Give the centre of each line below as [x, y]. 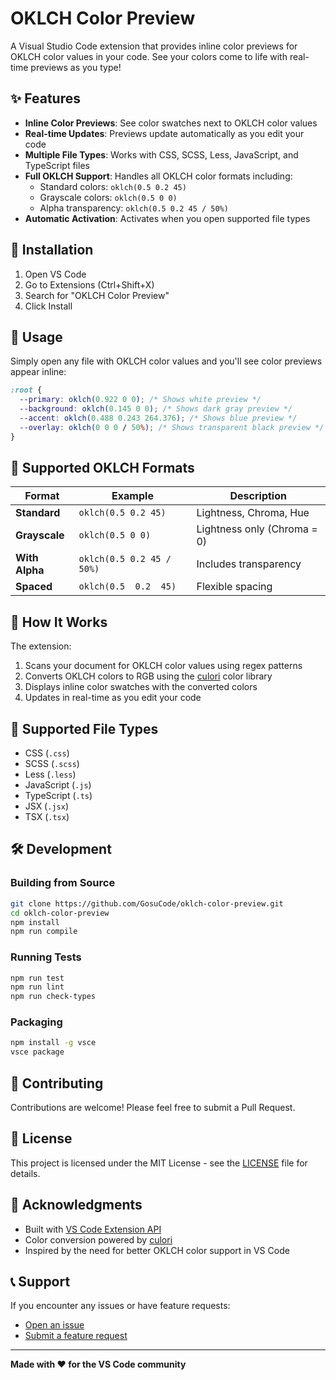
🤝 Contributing [57, 1083]
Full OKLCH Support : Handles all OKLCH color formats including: [158, 176]
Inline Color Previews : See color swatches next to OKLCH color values [171, 123]
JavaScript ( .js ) [58, 785]
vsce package [37, 1052]
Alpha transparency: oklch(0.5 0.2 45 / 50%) [134, 208]
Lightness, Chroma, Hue [253, 513]
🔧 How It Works [59, 622]
